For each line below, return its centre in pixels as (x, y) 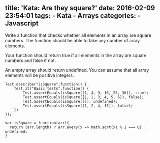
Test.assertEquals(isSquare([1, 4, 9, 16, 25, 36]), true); (86, 93)
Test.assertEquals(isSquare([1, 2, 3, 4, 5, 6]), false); (83, 97)
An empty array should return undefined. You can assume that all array (77, 70)
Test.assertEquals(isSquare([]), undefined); (70, 101)
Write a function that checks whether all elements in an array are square (78, 35)
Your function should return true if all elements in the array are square (76, 55)
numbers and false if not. (31, 60)
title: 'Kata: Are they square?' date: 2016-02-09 (80, 8)
